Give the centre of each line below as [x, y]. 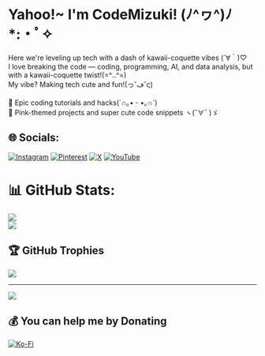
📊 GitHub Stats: [62, 190]
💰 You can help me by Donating [88, 321]
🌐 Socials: [34, 138]
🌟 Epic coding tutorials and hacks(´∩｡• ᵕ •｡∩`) [83, 103]
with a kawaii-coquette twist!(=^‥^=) [67, 75]
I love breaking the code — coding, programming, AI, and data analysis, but [131, 66]
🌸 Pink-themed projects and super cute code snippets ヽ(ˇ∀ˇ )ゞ [114, 112]
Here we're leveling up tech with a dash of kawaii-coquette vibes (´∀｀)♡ [127, 58]
